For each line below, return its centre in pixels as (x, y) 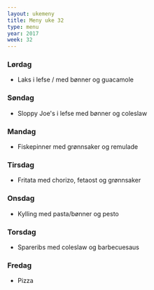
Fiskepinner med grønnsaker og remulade (78, 147)
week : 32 (20, 40)
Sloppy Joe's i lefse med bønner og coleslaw (82, 113)
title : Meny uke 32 (36, 20)
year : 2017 (23, 33)
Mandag (22, 131)
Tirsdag (21, 164)
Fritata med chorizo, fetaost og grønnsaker (79, 180)
